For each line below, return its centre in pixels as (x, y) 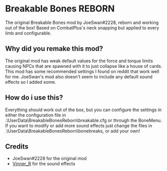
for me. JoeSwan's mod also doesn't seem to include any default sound (79, 77)
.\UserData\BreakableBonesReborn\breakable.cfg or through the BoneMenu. (83, 120)
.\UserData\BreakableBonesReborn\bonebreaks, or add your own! (73, 131)
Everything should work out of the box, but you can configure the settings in (83, 110)
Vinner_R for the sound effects (44, 164)
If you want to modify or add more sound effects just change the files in (79, 126)
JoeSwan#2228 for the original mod (50, 159)
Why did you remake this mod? (54, 49)
